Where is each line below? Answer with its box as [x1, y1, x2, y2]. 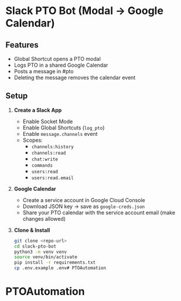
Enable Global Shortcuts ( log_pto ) [22, 124, 105, 131]
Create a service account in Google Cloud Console [22, 196, 146, 203]
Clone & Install [13, 227, 50, 234]
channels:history [31, 143, 74, 150]
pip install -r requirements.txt [13, 259, 96, 266]
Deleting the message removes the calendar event [13, 74, 136, 81]
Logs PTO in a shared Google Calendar [13, 61, 108, 69]
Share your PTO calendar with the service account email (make [22, 209, 176, 216]
